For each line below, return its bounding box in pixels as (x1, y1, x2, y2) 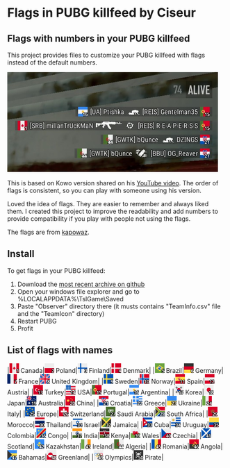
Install (7, 248, 35, 260)
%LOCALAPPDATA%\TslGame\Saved (17, 294, 124, 303)
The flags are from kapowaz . (7, 228, 90, 236)
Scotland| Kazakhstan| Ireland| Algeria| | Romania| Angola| (7, 442, 223, 451)
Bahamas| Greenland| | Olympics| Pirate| (18, 453, 164, 461)
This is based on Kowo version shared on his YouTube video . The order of (7, 179, 219, 187)
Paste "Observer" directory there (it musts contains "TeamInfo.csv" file (17, 302, 221, 310)
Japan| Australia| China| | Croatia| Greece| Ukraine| (7, 399, 203, 407)
